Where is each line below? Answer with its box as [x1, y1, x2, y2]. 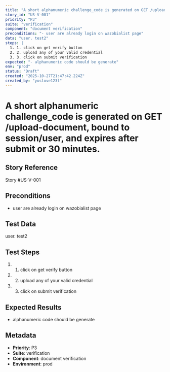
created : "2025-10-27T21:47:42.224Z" [5, 74, 85, 79]
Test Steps [5, 248, 40, 256]
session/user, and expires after [5, 132, 139, 144]
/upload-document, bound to [5, 121, 130, 133]
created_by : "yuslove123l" [5, 78, 62, 83]
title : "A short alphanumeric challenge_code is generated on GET [5, 7, 148, 13]
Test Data [5, 219, 36, 228]
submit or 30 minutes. [5, 143, 100, 155]
